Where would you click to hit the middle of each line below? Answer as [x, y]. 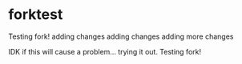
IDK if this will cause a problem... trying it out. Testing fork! [105, 51]
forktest [36, 15]
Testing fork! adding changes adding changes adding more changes [121, 36]
